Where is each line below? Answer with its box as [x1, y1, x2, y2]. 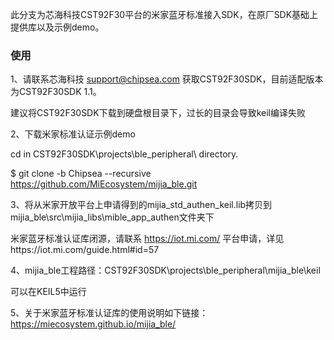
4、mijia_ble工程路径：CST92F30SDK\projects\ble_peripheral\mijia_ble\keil [10, 264, 321, 277]
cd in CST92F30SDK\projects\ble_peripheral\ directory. [10, 148, 239, 160]
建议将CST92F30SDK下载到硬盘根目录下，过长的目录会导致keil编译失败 [10, 107, 306, 119]
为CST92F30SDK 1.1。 [10, 86, 102, 98]
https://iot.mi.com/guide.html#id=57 [10, 244, 160, 256]
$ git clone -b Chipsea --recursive [10, 168, 152, 180]
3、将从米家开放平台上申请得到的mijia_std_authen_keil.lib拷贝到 [10, 199, 273, 211]
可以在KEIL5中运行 [10, 286, 87, 298]
